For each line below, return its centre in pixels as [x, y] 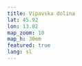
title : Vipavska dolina [41, 13]
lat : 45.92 [23, 20]
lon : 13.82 [23, 26]
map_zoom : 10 [26, 33]
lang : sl [20, 52]
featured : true [29, 45]
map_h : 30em [24, 39]
